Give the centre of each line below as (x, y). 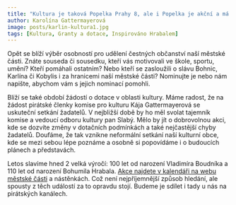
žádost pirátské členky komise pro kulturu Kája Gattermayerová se (104, 105)
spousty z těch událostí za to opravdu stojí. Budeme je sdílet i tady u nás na (117, 186)
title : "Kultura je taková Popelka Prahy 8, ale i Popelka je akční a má (118, 14)
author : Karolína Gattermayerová (57, 20)
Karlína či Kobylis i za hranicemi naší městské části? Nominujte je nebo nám (117, 76)
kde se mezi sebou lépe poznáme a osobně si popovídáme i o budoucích (113, 143)
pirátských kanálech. (37, 194)
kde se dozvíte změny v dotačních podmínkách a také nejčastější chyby (112, 127)
